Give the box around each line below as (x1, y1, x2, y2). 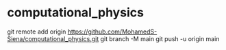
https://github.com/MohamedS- (67, 27, 158, 36)
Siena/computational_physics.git (7, 34, 99, 42)
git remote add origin (7, 27, 66, 36)
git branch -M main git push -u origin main (100, 34, 220, 42)
